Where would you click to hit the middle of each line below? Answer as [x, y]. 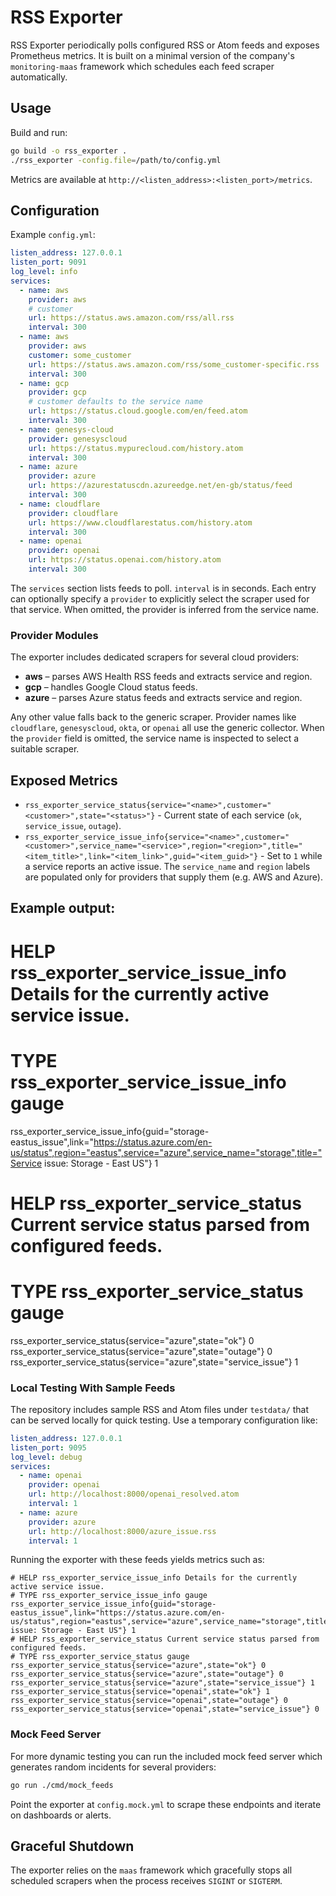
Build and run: [39, 132]
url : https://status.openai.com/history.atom [125, 560]
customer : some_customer [80, 355]
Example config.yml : [53, 235]
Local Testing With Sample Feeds [93, 1388]
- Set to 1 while [291, 856]
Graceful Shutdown [72, 1846]
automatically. [39, 77]
